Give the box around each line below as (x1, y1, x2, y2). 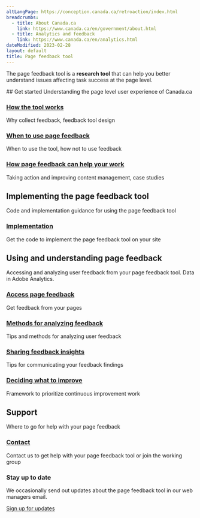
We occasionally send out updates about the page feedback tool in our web (6, 487, 193, 494)
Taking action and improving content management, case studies (6, 173, 165, 181)
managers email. (6, 493, 47, 501)
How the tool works (6, 103, 64, 111)
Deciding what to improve (6, 376, 83, 385)
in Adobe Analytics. (6, 276, 54, 283)
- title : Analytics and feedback (11, 31, 95, 37)
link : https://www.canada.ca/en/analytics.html (17, 37, 138, 43)
